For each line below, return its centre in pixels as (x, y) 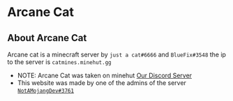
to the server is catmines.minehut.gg (59, 62)
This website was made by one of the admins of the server (102, 83)
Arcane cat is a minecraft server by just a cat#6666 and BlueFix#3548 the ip (117, 54)
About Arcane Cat (47, 38)
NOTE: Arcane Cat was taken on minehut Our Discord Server (105, 75)
